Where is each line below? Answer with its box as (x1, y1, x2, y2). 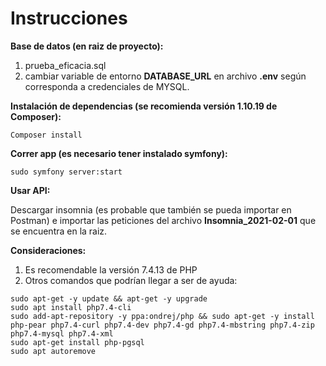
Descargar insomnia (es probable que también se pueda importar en (10, 203, 292, 216)
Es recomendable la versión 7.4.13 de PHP (24, 263, 198, 276)
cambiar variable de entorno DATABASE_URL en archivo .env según (24, 70, 307, 82)
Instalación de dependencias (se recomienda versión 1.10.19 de (10, 100, 278, 112)
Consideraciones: (10, 244, 87, 256)
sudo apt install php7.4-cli (10, 302, 132, 312)
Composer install (10, 130, 83, 140)
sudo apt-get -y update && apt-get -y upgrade (10, 293, 208, 304)
